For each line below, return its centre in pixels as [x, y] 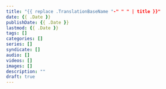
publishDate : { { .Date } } [37, 22]
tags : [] [17, 33]
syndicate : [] [23, 50]
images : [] [19, 66]
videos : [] [19, 60]
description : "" [26, 71]
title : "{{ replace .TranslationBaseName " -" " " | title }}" [83, 11]
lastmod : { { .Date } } [32, 28]
